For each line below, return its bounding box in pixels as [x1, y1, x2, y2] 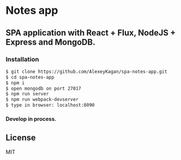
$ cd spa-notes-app [5, 74, 55, 80]
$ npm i [5, 79, 25, 86]
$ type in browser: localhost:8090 [5, 102, 95, 108]
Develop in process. [5, 115, 57, 122]
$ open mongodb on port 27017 [5, 85, 82, 91]
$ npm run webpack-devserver [5, 97, 79, 103]
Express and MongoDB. [5, 37, 96, 47]
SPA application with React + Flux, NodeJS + [5, 28, 176, 38]
